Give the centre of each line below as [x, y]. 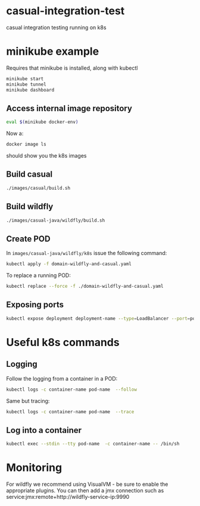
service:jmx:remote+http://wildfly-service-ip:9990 [68, 497]
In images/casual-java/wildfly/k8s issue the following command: [87, 253]
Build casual [29, 175]
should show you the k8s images [46, 156]
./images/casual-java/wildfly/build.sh [56, 220]
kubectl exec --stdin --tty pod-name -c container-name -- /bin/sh [93, 444]
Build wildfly [30, 207]
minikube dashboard [30, 90]
